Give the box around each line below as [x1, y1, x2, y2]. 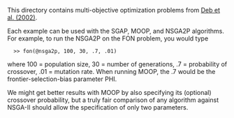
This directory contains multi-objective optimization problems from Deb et [7, 6, 221, 14]
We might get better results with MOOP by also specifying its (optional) [7, 89, 212, 96]
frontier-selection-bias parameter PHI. [7, 75, 117, 83]
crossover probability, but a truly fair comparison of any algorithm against [7, 96, 219, 104]
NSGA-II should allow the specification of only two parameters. [7, 103, 189, 111]
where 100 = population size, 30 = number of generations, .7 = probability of [7, 60, 228, 68]
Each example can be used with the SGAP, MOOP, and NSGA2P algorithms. [7, 27, 225, 35]
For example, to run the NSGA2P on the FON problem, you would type [7, 34, 209, 43]
